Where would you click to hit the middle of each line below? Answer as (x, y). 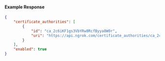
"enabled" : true (30, 49)
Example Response (25, 7)
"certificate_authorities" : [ (45, 22)
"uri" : (38, 35)
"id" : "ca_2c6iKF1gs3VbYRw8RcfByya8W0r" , (74, 31)
